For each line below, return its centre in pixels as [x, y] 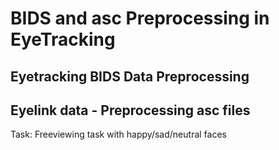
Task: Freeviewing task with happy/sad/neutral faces [118, 134]
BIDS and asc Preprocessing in [140, 18]
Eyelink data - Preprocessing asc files [130, 110]
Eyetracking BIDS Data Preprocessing [130, 76]
